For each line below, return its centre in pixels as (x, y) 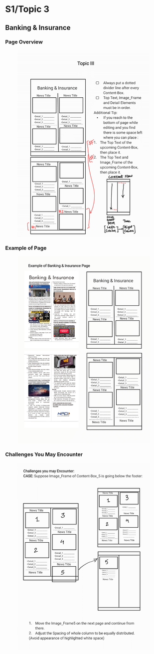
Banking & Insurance (38, 28)
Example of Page (26, 248)
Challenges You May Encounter (44, 454)
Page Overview (24, 42)
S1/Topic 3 (27, 9)
